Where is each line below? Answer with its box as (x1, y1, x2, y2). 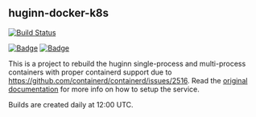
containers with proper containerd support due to (8, 67, 172, 77)
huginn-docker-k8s (8, 6, 109, 20)
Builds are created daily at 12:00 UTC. (8, 99, 134, 109)
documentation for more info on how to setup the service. (8, 84, 200, 94)
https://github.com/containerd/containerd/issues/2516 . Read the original (8, 75, 248, 85)
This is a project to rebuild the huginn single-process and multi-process (8, 58, 246, 68)
